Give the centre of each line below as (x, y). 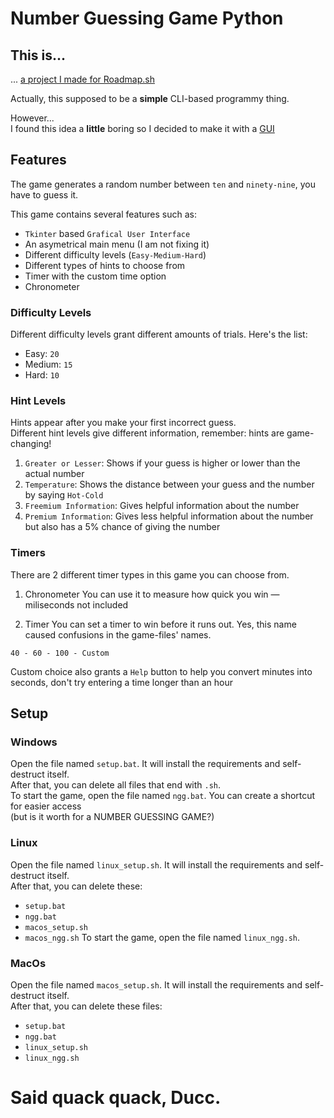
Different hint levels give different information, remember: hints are (147, 433)
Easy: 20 (42, 354)
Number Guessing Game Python (147, 18)
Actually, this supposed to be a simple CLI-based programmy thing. (150, 98)
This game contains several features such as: (103, 214)
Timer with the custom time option (95, 276)
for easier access (46, 806)
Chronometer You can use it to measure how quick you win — (152, 594)
